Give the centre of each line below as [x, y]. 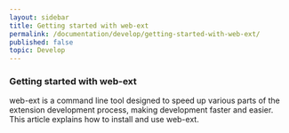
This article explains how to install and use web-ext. [104, 120]
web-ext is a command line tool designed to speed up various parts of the [144, 101]
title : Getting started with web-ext [79, 26]
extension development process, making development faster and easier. [141, 110]
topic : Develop [37, 51]
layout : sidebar [39, 17]
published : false [41, 42]
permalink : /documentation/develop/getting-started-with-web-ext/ [135, 34]
